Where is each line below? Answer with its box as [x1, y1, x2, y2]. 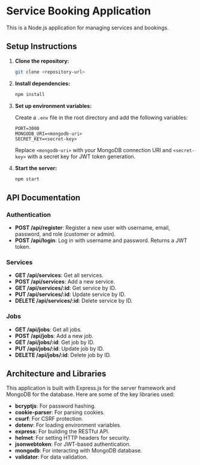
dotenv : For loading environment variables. [14, 421, 122, 429]
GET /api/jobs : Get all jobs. [14, 325, 82, 333]
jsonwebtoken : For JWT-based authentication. [14, 440, 131, 448]
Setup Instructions [6, 41, 77, 52]
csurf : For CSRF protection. [14, 415, 84, 422]
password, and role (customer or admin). [14, 231, 116, 238]
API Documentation [6, 192, 81, 203]
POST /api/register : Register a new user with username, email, [14, 224, 171, 231]
